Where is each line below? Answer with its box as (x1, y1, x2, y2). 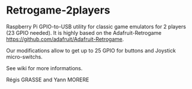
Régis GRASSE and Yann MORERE (6, 76, 89, 83)
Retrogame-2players (6, 4, 111, 17)
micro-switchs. (6, 53, 43, 60)
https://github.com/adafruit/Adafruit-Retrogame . (6, 35, 124, 42)
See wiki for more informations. (6, 64, 83, 71)
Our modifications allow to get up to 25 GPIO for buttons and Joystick (6, 47, 176, 54)
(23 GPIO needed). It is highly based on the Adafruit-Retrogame (6, 29, 162, 36)
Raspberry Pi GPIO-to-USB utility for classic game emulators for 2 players (6, 23, 187, 30)
